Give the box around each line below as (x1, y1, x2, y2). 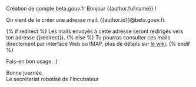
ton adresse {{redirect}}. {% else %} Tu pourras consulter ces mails (6, 34, 171, 41)
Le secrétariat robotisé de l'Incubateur (6, 76, 99, 82)
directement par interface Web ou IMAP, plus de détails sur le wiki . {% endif (6, 41, 190, 47)
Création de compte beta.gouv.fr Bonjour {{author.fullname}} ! (6, 5, 157, 12)
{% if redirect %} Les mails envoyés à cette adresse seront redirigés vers (6, 28, 184, 35)
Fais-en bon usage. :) (6, 58, 58, 65)
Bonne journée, (6, 69, 44, 76)
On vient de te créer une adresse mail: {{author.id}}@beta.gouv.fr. (6, 16, 166, 23)
